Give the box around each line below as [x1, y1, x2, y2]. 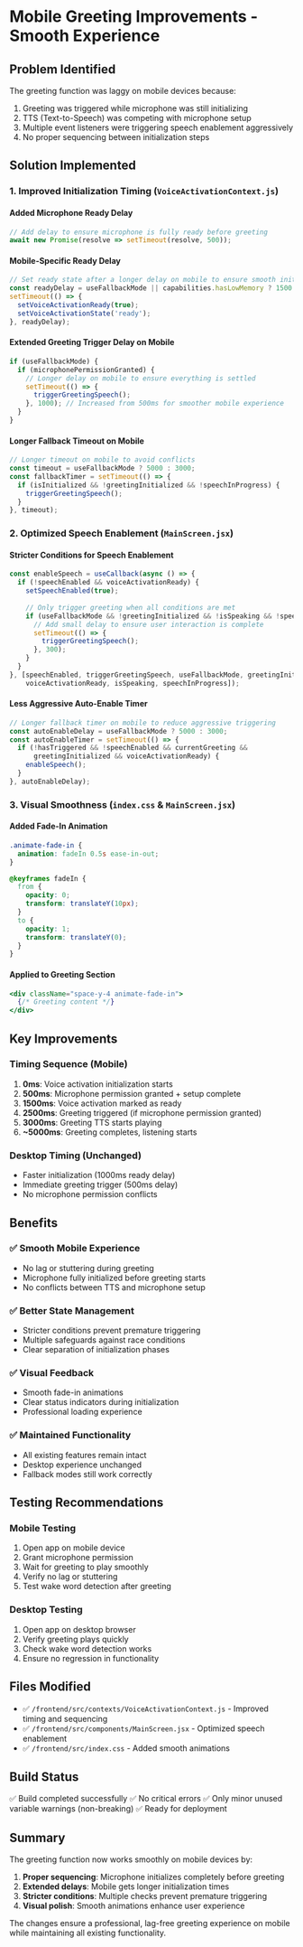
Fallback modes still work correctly [22, 1468, 153, 1479]
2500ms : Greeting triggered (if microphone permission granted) [22, 1107, 262, 1118]
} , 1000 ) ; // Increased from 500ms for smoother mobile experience [25, 399, 284, 408]
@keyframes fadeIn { [9, 874, 87, 883]
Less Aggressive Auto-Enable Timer [9, 698, 148, 709]
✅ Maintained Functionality [9, 1429, 132, 1442]
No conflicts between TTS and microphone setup [22, 1281, 206, 1293]
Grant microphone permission [22, 1552, 133, 1563]
